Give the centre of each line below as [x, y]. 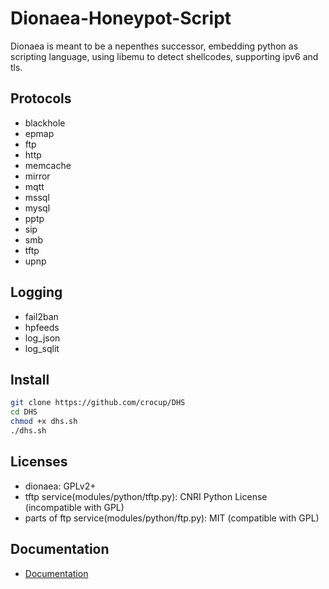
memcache [48, 165]
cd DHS [24, 412]
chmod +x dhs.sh [44, 422]
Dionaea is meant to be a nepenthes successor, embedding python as [154, 46]
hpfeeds [42, 327]
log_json [42, 338]
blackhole [45, 123]
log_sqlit [42, 348]
